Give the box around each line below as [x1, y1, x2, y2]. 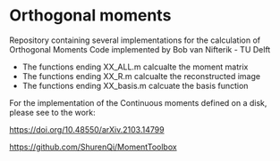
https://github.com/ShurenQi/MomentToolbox [9, 141, 177, 152]
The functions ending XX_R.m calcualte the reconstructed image [21, 70, 261, 81]
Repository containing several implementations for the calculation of [9, 35, 261, 45]
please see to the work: [9, 107, 96, 117]
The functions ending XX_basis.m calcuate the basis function [21, 80, 249, 91]
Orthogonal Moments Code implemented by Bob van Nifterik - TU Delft [9, 44, 271, 54]
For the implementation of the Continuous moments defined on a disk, [9, 97, 267, 108]
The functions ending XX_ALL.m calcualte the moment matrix [21, 61, 249, 72]
